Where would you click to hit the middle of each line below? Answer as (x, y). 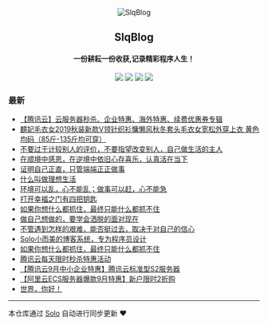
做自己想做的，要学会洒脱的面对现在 (79, 219)
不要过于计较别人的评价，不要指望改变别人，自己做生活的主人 (121, 149)
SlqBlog (134, 37)
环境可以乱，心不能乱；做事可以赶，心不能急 (93, 188)
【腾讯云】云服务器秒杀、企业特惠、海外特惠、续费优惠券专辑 (121, 119)
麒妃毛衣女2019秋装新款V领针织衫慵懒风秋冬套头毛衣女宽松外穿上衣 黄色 (140, 129)
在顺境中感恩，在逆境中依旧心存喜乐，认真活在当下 (104, 159)
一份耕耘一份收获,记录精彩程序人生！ (134, 58)
